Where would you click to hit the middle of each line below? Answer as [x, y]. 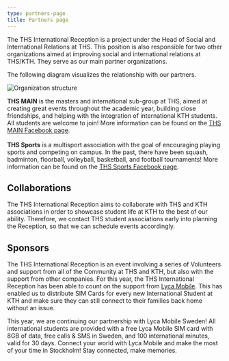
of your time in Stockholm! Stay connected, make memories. [92, 351]
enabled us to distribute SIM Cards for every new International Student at [110, 294]
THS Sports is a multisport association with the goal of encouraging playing [114, 145]
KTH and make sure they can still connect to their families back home [105, 301]
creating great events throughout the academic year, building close [102, 108]
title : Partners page [38, 20]
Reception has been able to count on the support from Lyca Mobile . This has [115, 286]
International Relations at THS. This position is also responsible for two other [115, 47]
